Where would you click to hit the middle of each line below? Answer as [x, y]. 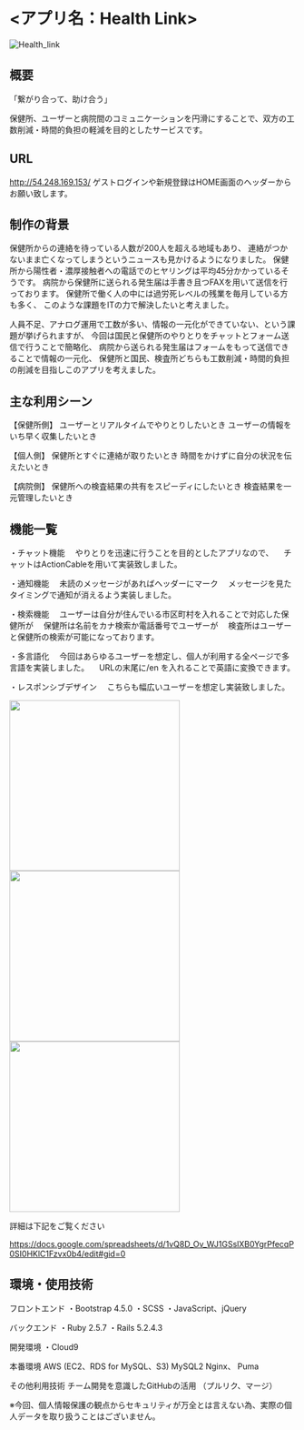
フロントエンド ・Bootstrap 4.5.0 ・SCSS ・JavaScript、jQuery [128, 1308]
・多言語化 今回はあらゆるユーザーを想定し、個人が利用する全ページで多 [150, 656]
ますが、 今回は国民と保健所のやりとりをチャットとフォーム [169, 336]
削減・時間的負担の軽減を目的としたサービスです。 [112, 129]
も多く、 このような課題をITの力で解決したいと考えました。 [122, 305]
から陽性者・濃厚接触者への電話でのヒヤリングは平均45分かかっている [149, 271]
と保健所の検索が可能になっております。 [84, 637]
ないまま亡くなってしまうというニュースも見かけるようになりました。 [140, 259]
